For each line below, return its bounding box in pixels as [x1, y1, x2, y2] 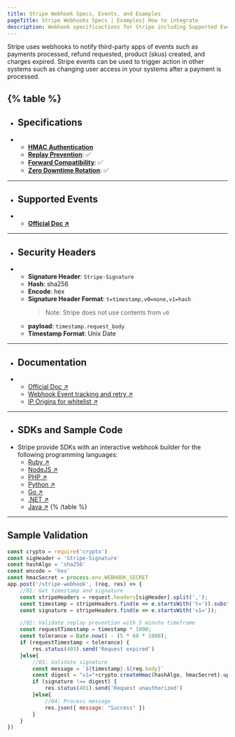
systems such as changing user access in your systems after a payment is [7, 65, 222, 74]
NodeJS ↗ [27, 465, 58, 474]
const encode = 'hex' [7, 568, 71, 575]
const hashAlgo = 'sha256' [7, 561, 86, 569]
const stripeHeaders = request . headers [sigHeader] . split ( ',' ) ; [20, 594, 208, 601]
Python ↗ [27, 480, 55, 489]
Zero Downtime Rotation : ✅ [27, 166, 109, 174]
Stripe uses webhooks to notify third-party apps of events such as [7, 43, 199, 51]
